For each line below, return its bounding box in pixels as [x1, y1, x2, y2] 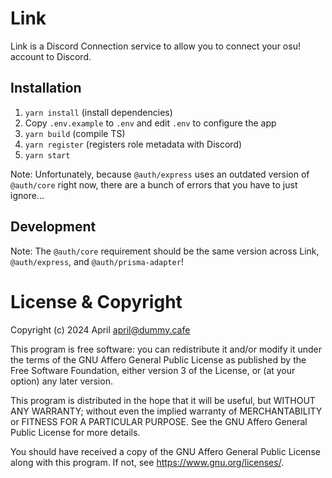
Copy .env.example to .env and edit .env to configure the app [24, 117, 277, 129]
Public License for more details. [10, 426, 141, 438]
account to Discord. [10, 50, 92, 62]
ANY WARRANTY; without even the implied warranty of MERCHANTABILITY [10, 405, 323, 417]
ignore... [10, 189, 45, 201]
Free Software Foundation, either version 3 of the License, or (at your [10, 364, 296, 376]
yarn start [24, 150, 71, 161]
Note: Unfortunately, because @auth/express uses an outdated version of [10, 168, 310, 180]
